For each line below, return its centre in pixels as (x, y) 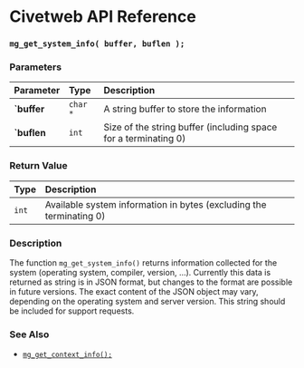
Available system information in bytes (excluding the (156, 204)
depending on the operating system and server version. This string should (147, 301)
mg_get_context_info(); (67, 355)
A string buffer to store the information (185, 109)
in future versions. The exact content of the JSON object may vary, (134, 291)
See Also (29, 334)
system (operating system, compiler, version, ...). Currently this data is (140, 272)
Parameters (35, 67)
